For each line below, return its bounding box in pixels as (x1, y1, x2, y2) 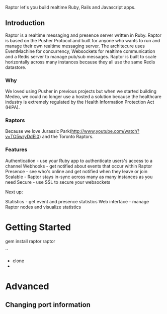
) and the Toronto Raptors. (39, 133, 94, 140)
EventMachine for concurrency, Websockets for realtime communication (5, 48, 155, 54)
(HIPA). (5, 104, 20, 110)
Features (5, 146, 28, 153)
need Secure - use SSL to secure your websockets (5, 179, 111, 185)
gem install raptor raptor (5, 238, 55, 244)
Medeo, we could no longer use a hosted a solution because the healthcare (5, 94, 162, 100)
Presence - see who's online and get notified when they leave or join (5, 168, 147, 174)
